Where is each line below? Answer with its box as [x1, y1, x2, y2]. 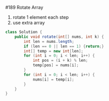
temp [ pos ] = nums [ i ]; [32, 63, 79, 68]
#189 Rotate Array [5, 5, 43, 10]
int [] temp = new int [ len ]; [24, 48, 83, 54]
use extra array [12, 20, 45, 26]
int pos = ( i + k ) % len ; [32, 58, 88, 63]
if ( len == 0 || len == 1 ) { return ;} [24, 43, 104, 49]
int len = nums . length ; [24, 39, 74, 44]
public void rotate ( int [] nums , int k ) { [14, 34, 104, 39]
